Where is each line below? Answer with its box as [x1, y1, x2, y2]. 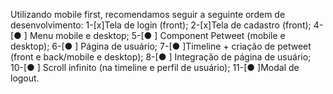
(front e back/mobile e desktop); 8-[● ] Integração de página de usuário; [10, 51, 312, 63]
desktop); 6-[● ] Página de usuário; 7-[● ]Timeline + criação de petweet [10, 40, 312, 52]
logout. [10, 72, 40, 84]
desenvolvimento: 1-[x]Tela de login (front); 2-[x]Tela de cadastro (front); [10, 19, 312, 31]
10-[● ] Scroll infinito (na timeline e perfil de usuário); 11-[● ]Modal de [10, 62, 300, 73]
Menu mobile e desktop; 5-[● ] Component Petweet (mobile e [29, 30, 286, 41]
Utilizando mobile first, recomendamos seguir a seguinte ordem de [10, 9, 286, 20]
